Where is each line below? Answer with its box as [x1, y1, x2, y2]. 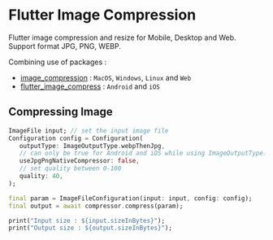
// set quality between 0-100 [19, 164, 122, 172]
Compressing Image [8, 105, 113, 119]
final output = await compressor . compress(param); [8, 202, 184, 210]
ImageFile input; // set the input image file [8, 126, 169, 135]
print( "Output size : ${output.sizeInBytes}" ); [8, 224, 173, 233]
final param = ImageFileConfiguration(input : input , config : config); [8, 194, 253, 203]
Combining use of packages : [8, 57, 107, 67]
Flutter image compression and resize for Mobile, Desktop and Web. [8, 33, 237, 42]
